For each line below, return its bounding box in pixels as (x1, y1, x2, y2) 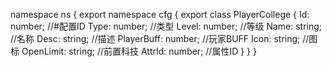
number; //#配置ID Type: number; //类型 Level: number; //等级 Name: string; (10, 20, 323, 32)
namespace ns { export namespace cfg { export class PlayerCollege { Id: (10, 9, 310, 20)
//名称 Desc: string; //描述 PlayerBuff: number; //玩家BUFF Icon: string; (10, 33, 301, 44)
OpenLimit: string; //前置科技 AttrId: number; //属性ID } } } (21, 45, 257, 57)
